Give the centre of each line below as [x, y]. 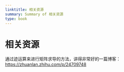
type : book [16, 19]
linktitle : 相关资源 [24, 10]
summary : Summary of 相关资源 [34, 14]
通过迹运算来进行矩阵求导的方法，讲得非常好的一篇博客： [63, 59]
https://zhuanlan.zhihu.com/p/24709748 [46, 65]
